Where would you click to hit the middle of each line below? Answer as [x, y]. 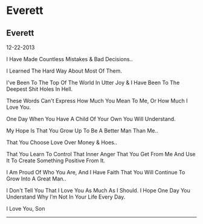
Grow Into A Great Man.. [36, 179]
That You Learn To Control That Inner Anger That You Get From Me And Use [101, 154]
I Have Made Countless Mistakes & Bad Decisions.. [69, 59]
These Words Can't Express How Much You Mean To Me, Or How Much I [97, 101]
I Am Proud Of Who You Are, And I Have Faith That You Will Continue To [96, 172]
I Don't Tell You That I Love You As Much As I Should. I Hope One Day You [98, 190]
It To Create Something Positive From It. [56, 160]
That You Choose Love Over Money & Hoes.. [62, 142]
